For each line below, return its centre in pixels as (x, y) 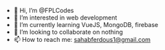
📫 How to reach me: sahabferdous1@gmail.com (82, 40)
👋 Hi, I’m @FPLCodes (44, 10)
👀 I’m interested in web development (65, 18)
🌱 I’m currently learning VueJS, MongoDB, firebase (86, 25)
